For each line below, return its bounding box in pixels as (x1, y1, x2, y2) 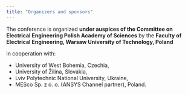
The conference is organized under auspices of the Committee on (6, 25, 173, 33)
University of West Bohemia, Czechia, (15, 61, 109, 69)
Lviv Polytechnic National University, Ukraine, (15, 74, 129, 81)
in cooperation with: (6, 49, 56, 57)
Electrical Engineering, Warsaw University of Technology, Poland (6, 38, 173, 45)
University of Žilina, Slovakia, (15, 67, 88, 75)
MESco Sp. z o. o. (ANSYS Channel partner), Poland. (15, 81, 147, 88)
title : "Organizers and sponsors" (6, 8, 94, 15)
